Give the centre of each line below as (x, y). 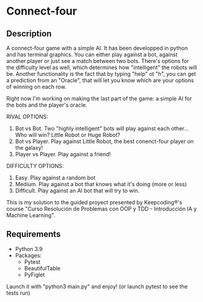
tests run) (18, 293)
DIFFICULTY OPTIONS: (35, 166)
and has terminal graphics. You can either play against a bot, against (92, 55)
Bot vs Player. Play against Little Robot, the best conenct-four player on (104, 141)
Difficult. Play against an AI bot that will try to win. (77, 190)
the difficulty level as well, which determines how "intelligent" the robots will (102, 67)
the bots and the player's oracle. (47, 105)
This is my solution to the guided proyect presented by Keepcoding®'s (94, 202)
